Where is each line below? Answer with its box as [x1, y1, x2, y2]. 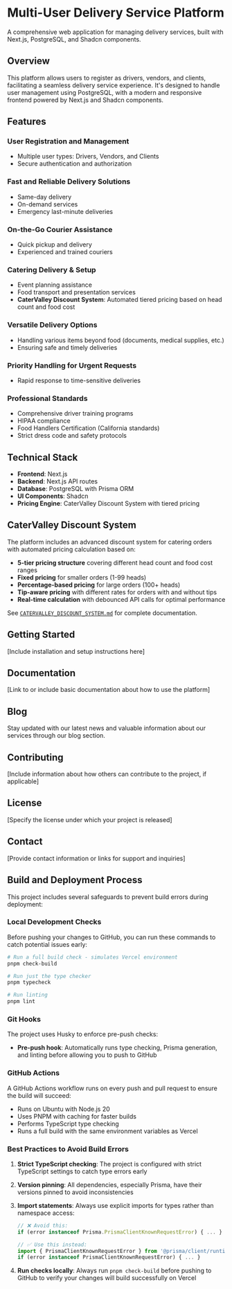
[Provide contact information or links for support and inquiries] [7, 854, 186, 862]
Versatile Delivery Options [7, 320, 98, 330]
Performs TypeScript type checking [17, 1119, 119, 1128]
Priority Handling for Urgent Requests [7, 360, 137, 370]
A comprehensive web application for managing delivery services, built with [7, 28, 224, 36]
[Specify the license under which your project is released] [7, 815, 172, 824]
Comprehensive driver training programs [17, 409, 134, 418]
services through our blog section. [7, 731, 106, 740]
